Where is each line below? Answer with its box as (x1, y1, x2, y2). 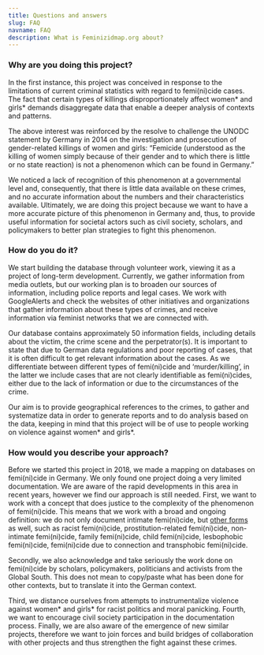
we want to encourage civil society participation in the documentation (8, 612, 235, 623)
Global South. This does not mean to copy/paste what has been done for (8, 572, 244, 582)
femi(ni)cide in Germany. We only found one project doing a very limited (8, 474, 242, 483)
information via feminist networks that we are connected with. (8, 313, 210, 322)
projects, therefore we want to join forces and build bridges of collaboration (8, 630, 254, 639)
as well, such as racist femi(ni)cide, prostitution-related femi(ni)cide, (8, 523, 230, 533)
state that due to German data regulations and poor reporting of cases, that (8, 344, 253, 355)
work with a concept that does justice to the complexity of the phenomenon (8, 498, 255, 508)
